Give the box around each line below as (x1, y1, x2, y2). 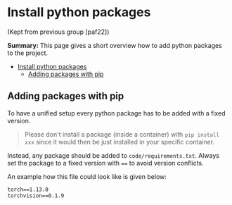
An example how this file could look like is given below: (7, 172, 167, 180)
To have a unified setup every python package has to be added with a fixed (7, 108, 226, 117)
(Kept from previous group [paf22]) (7, 27, 110, 36)
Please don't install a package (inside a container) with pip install (24, 130, 220, 138)
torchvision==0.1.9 (7, 192, 65, 199)
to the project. (7, 49, 48, 57)
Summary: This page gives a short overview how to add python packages (7, 41, 223, 49)
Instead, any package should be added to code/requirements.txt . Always (7, 151, 220, 159)
